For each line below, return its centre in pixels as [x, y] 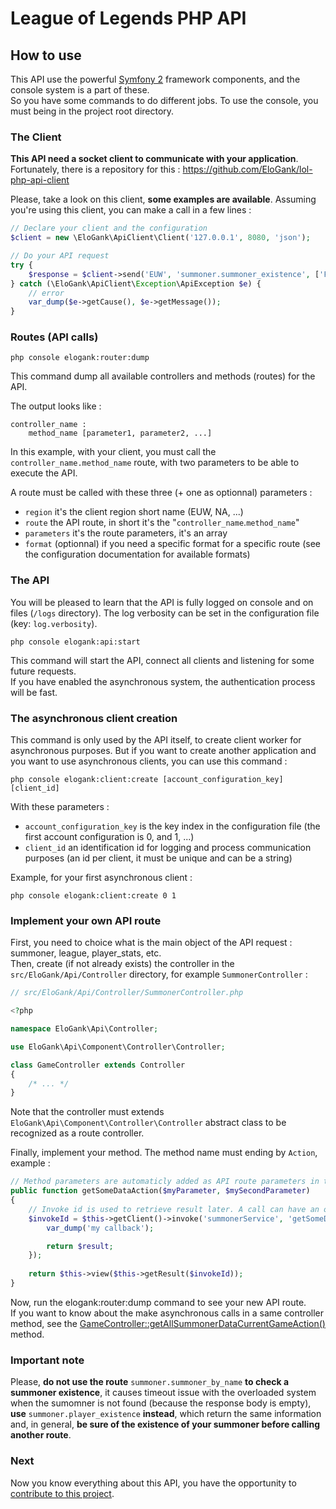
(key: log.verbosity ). [54, 623]
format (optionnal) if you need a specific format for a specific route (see [173, 544]
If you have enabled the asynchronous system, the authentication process [163, 681]
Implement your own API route [86, 920]
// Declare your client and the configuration [109, 228]
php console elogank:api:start [75, 642]
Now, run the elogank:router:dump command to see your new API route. [158, 1302]
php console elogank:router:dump [80, 358]
